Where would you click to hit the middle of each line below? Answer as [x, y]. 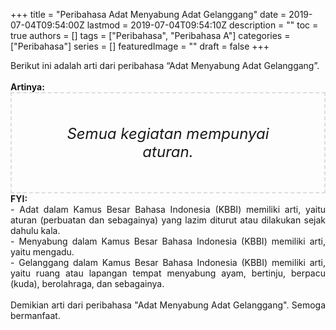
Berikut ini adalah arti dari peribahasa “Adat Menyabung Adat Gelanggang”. [165, 65]
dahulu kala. [35, 230]
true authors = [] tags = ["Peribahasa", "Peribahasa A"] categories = [150, 35]
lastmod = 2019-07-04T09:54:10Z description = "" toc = [202, 25]
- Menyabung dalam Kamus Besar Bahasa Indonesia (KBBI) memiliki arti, [168, 241]
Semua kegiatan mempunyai [168, 133]
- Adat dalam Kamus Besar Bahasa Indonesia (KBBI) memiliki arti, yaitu [168, 209]
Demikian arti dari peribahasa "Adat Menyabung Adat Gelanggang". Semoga [168, 305]
